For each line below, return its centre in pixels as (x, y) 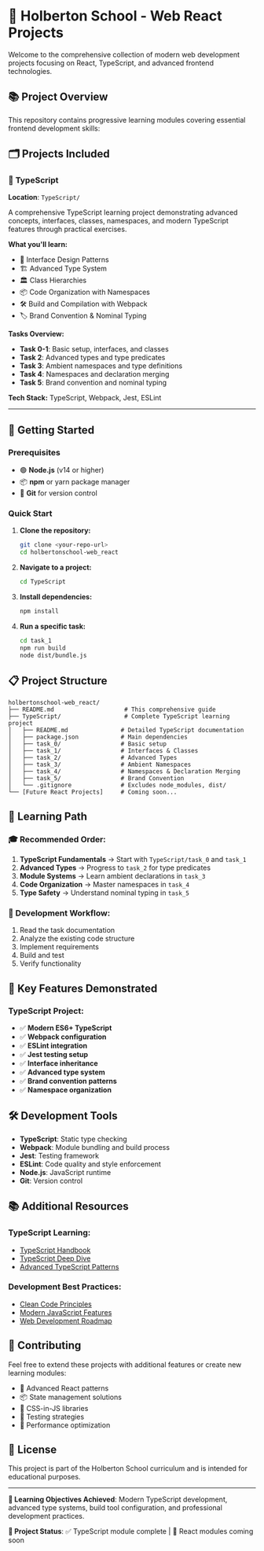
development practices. (46, 1516)
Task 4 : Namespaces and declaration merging (94, 374)
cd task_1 (36, 640)
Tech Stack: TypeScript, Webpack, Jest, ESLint (85, 398)
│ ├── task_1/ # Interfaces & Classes (103, 751)
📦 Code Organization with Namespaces (85, 292)
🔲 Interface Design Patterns (64, 260)
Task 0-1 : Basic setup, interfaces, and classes (94, 349)
